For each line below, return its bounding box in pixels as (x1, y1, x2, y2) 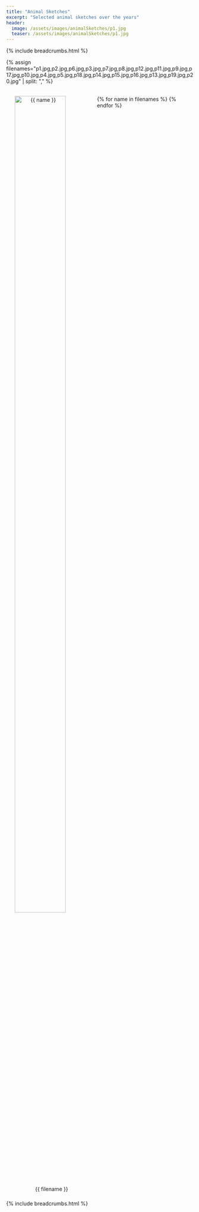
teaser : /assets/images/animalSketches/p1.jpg (11, 31, 129, 37)
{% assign (6, 59, 31, 66)
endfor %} (97, 102, 122, 109)
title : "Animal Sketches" (6, 8, 70, 15)
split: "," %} (26, 78, 53, 85)
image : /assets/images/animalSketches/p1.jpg (11, 25, 127, 32)
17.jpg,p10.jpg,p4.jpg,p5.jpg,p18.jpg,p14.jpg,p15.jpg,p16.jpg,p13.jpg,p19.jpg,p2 (6, 71, 194, 79)
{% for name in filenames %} (97, 96, 168, 103)
